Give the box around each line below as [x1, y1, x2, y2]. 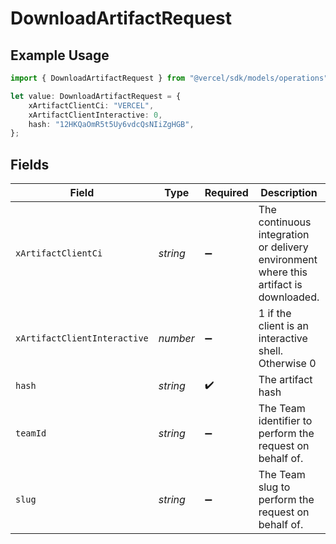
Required [204, 186, 249, 200]
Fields [10, 156, 50, 173]
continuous [258, 215, 312, 229]
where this [258, 265, 308, 279]
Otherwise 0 [258, 357, 317, 371]
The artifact [258, 373, 313, 387]
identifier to [258, 414, 313, 428]
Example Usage [10, 47, 110, 64]
